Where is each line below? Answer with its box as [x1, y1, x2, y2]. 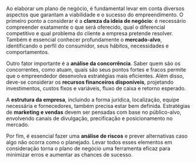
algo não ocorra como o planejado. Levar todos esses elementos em [6, 139, 172, 145]
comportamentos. [6, 49, 49, 55]
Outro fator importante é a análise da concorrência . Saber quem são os [6, 60, 181, 67]
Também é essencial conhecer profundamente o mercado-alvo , [6, 36, 162, 43]
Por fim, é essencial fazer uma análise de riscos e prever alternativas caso [6, 133, 188, 140]
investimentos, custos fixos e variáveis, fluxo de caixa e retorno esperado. [6, 85, 187, 91]
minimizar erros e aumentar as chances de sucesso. [6, 151, 133, 158]
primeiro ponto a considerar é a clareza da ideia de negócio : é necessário [6, 18, 187, 24]
